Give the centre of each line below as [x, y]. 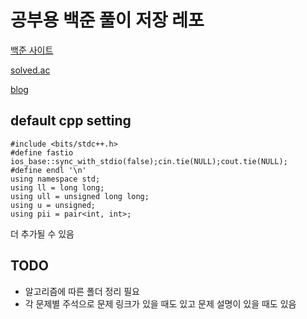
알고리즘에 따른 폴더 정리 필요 [82, 291]
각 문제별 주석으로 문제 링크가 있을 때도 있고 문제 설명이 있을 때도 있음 [160, 303]
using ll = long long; [57, 187]
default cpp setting [71, 121]
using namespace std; [55, 179]
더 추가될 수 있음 [42, 233]
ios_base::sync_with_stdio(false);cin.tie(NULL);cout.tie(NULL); [149, 161]
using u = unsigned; [53, 205]
